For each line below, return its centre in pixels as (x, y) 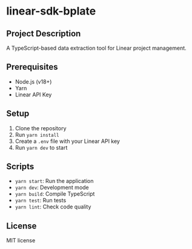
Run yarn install (37, 134)
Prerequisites (32, 67)
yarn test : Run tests (41, 201)
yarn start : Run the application (54, 181)
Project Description (44, 34)
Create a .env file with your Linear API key (67, 141)
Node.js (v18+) (33, 81)
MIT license (21, 241)
